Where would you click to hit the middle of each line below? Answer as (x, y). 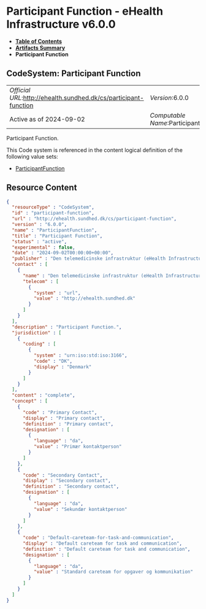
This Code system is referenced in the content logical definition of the (94, 150)
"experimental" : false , (44, 247)
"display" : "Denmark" (63, 367)
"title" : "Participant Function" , (57, 236)
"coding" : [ (39, 344)
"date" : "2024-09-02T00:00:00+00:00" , (63, 253)
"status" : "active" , (40, 241)
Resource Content (42, 188)
